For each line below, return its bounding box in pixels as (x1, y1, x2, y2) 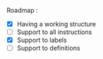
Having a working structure (16, 20, 97, 28)
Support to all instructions (16, 28, 92, 36)
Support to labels (16, 36, 68, 45)
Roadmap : (6, 6, 38, 14)
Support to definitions (16, 44, 80, 53)
